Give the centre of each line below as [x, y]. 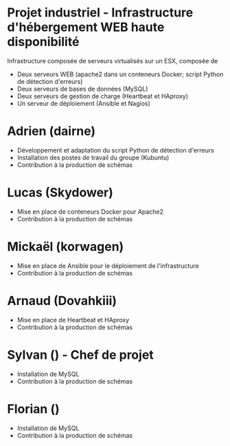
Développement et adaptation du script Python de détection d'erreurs [115, 150]
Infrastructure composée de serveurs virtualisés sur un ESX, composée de [113, 60]
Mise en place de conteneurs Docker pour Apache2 [90, 212]
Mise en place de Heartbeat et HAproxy [73, 320]
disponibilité [43, 42]
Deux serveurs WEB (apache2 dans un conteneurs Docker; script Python [120, 74]
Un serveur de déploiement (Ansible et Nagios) [84, 103]
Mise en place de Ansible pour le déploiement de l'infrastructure [108, 265]
